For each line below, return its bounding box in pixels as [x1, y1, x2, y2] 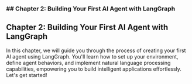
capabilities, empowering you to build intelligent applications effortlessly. [6, 65, 181, 72]
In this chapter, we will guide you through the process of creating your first [6, 47, 186, 54]
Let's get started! [6, 71, 48, 78]
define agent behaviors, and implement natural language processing [6, 59, 171, 66]
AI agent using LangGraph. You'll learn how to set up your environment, [6, 53, 179, 60]
